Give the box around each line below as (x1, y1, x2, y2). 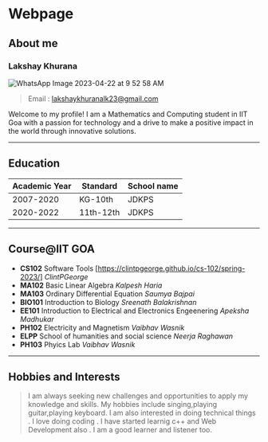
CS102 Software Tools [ (19, 264, 98, 273)
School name (127, 180, 179, 191)
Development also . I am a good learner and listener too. (27, 425, 213, 435)
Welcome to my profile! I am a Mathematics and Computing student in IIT (8, 109, 248, 119)
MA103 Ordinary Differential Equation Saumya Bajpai (19, 288, 195, 299)
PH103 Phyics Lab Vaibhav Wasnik (19, 339, 136, 349)
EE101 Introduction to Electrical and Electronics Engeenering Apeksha (19, 306, 250, 315)
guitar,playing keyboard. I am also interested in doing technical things (27, 408, 257, 418)
